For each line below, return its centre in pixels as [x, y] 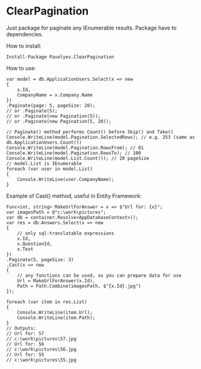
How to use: [21, 68]
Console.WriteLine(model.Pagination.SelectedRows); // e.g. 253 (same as [101, 137]
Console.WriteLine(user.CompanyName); [66, 179]
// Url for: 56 [25, 344]
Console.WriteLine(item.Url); [55, 312]
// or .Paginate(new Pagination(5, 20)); [59, 121]
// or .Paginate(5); [32, 111]
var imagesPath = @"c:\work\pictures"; [56, 212]
